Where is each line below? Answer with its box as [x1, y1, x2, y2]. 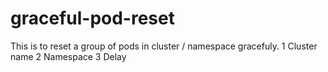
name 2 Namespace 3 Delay [10, 50, 127, 62]
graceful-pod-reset [10, 7, 175, 30]
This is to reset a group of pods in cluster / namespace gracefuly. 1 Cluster [10, 40, 318, 52]
